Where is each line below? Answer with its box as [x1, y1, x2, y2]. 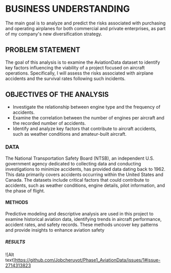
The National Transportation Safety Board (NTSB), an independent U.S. [5, 155, 154, 161]
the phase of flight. [5, 187, 45, 194]
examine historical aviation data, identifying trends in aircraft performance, [5, 216, 162, 222]
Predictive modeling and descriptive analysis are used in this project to [5, 211, 154, 217]
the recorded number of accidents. [12, 120, 87, 126]
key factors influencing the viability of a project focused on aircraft [5, 64, 145, 70]
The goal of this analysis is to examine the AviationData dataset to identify [5, 59, 160, 65]
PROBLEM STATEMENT [5, 45, 80, 54]
